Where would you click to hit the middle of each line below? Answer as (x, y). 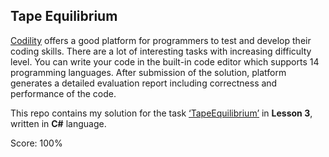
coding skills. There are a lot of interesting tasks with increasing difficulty (161, 51)
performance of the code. (63, 93)
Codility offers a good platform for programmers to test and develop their (161, 40)
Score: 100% (36, 143)
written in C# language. (58, 123)
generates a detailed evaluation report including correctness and (144, 83)
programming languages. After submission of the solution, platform (148, 72)
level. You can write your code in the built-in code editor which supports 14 (165, 61)
